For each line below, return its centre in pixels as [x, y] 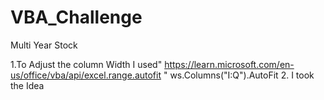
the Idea [27, 85]
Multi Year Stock [44, 45]
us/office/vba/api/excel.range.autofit [86, 75]
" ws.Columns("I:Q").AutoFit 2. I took [239, 75]
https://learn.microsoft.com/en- [229, 64]
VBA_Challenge [76, 17]
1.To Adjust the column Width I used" [86, 64]
